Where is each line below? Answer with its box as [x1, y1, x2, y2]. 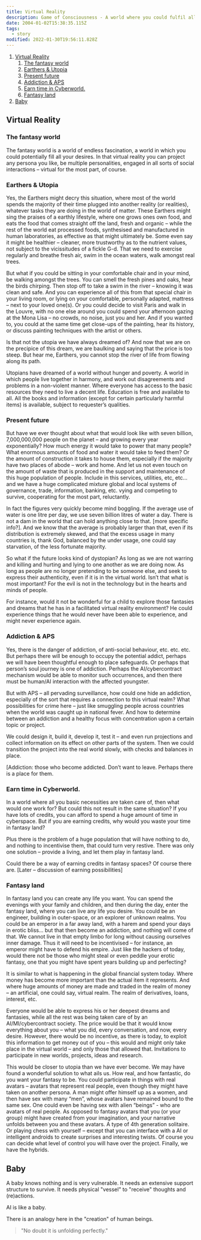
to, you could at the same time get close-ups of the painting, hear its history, [6, 320, 195, 327]
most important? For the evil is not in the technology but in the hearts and [6, 580, 187, 587]
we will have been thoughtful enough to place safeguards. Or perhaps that [6, 659, 190, 666]
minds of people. [6, 587, 48, 594]
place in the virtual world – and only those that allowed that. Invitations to [6, 1045, 187, 1052]
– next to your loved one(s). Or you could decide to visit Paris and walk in [6, 301, 187, 309]
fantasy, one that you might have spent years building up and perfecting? [6, 958, 187, 966]
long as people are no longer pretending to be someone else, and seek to [6, 568, 187, 575]
